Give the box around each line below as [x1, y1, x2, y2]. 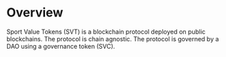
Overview [6, 5, 64, 21]
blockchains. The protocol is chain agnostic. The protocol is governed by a [6, 34, 219, 43]
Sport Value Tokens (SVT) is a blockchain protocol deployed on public [6, 27, 206, 36]
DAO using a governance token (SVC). [6, 42, 115, 50]
